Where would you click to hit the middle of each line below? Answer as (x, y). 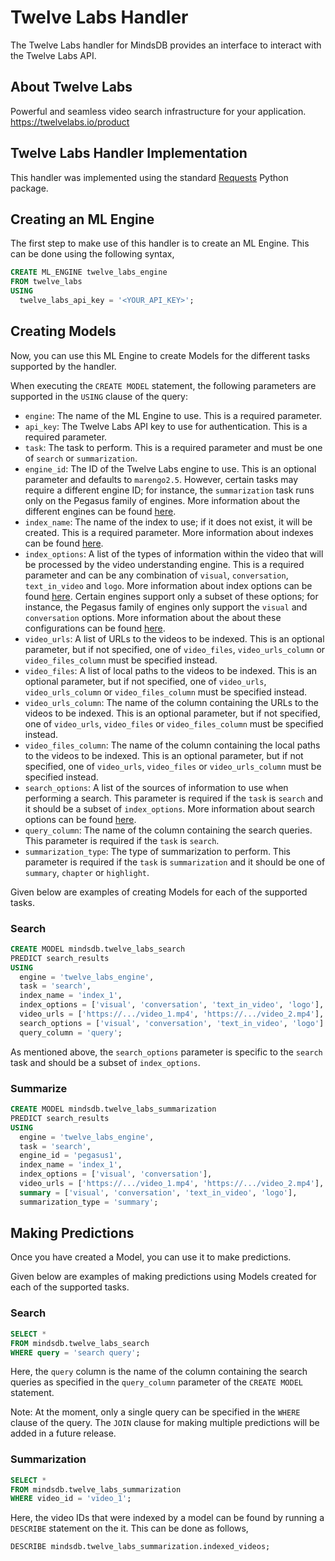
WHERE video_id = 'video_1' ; (71, 1499)
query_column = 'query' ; (71, 1032)
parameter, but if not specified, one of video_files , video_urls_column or (175, 649)
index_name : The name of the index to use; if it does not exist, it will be (168, 522)
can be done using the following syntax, (92, 254)
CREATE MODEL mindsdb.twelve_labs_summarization (113, 1109)
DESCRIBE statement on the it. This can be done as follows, (129, 1528)
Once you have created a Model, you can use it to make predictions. (151, 1257)
